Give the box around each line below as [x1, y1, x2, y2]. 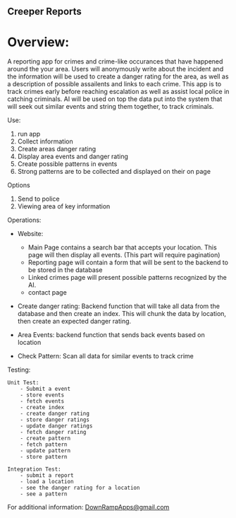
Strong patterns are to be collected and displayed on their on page [17, 167, 211, 176]
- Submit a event [20, 385, 71, 393]
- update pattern [20, 447, 71, 454]
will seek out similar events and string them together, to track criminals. [7, 102, 214, 111]
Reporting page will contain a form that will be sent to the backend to [27, 258, 229, 267]
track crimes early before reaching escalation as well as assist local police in [7, 88, 230, 96]
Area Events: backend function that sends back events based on [17, 331, 206, 339]
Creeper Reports [7, 6, 82, 18]
